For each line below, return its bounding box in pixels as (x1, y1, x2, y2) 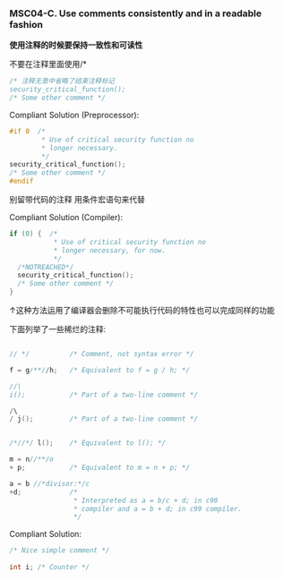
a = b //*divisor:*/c (9, 479, 90, 488)
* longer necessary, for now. (53, 245, 167, 255)
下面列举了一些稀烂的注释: (9, 324, 107, 335)
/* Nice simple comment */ (9, 546, 110, 555)
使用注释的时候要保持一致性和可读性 (9, 39, 143, 51)
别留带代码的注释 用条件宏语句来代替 (9, 194, 145, 205)
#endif (9, 177, 34, 186)
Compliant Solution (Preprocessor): (9, 109, 140, 120)
